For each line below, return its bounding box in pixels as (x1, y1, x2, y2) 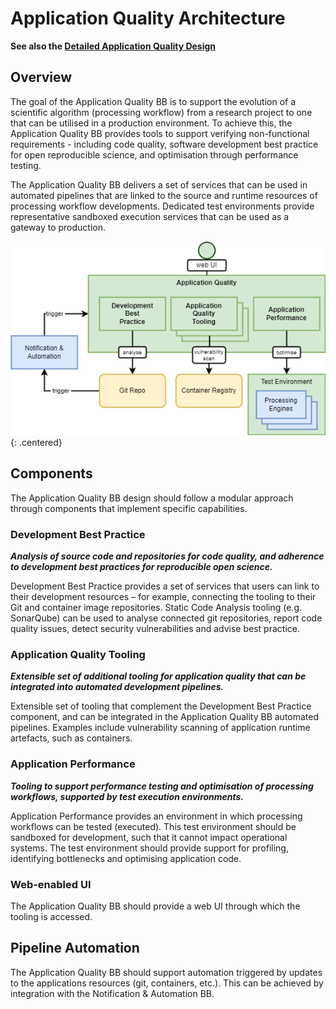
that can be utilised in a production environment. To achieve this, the (10, 117, 293, 129)
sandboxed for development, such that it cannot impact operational (10, 831, 288, 843)
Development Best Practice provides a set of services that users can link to (10, 580, 320, 592)
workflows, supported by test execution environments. (10, 790, 245, 802)
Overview (10, 69, 73, 86)
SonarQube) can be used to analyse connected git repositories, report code (10, 612, 323, 624)
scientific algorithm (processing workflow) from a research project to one (10, 106, 313, 118)
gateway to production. (10, 221, 107, 233)
